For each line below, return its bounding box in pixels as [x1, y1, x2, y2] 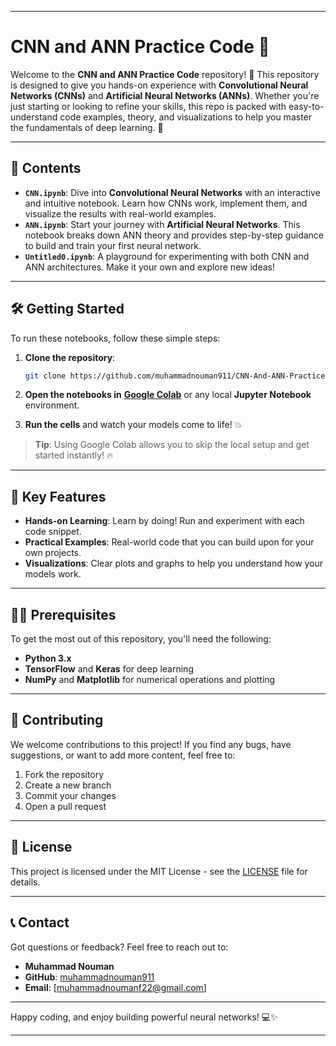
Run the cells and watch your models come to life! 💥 [24, 419, 243, 431]
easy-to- [288, 100, 325, 112]
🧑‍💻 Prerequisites [10, 606, 117, 623]
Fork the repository [24, 768, 105, 780]
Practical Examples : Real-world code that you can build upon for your [24, 536, 315, 548]
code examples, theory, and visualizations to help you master [59, 111, 313, 123]
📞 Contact [10, 914, 70, 931]
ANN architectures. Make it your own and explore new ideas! [24, 261, 275, 273]
